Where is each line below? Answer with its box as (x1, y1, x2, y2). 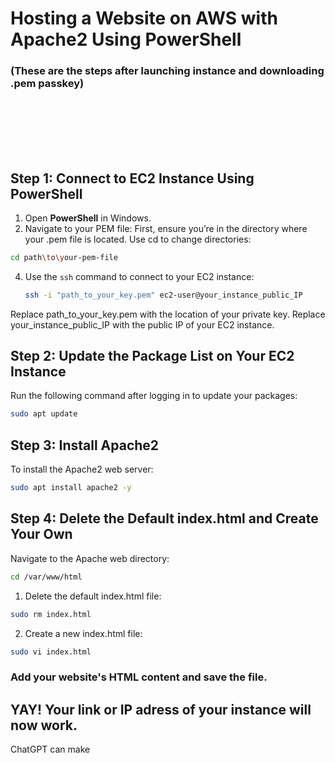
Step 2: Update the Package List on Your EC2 (10, 348, 295, 365)
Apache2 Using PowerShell (10, 28, 242, 51)
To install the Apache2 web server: (10, 463, 154, 476)
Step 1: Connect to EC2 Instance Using (10, 170, 255, 187)
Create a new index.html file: (24, 627, 143, 639)
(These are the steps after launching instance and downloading (10, 64, 325, 78)
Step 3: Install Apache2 (10, 437, 160, 454)
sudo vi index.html (10, 647, 92, 657)
